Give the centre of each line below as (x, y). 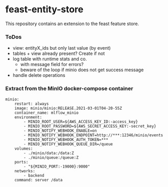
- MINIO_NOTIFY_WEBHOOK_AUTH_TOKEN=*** (66, 139)
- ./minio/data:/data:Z (49, 153)
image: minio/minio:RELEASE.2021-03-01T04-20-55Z (68, 108)
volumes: (24, 149)
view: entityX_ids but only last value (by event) (62, 48)
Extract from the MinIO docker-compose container (69, 89)
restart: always (32, 103)
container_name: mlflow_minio (47, 113)
